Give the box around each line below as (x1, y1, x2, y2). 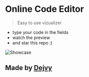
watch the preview (12, 35, 50, 40)
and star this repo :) (12, 39, 53, 45)
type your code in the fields (12, 29, 69, 35)
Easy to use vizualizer (17, 20, 62, 26)
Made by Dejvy (5, 64, 52, 72)
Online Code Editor (5, 3, 84, 15)
